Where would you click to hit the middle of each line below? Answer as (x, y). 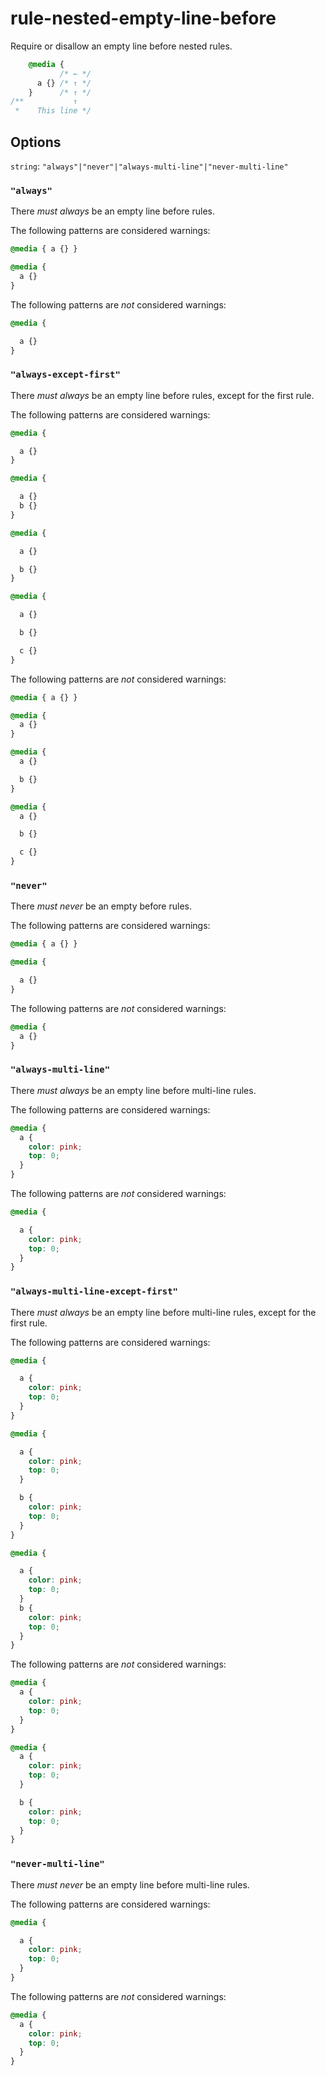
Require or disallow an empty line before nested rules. (121, 46)
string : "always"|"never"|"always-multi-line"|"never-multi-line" (149, 166)
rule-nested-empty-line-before (143, 18)
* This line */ (53, 111)
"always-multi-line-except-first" (94, 1291)
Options (36, 142)
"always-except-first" (65, 375)
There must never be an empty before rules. (101, 906)
